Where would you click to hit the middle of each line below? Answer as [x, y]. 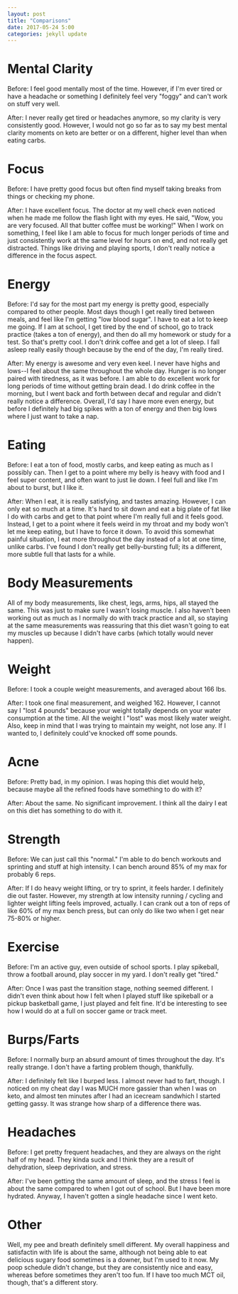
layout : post [27, 14]
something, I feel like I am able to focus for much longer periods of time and [118, 233]
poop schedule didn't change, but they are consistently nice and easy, [110, 1267]
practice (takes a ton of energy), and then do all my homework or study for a [119, 335]
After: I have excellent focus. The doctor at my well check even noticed [111, 210]
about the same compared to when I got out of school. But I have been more [119, 1188]
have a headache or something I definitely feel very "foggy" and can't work [118, 96]
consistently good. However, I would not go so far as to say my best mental [117, 125]
